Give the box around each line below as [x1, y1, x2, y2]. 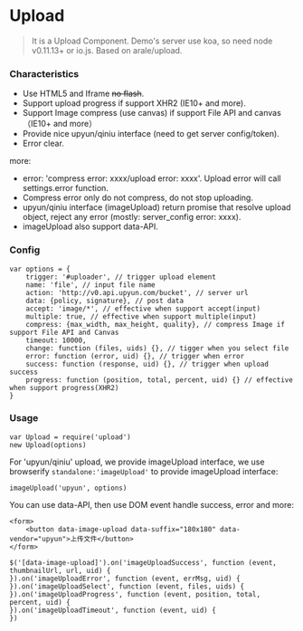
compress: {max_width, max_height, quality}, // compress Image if [25, 320, 285, 329]
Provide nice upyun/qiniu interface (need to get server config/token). [22, 129, 280, 139]
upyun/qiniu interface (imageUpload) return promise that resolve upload [22, 202, 291, 213]
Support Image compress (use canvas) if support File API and [22, 108, 253, 119]
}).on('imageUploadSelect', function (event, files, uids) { [9, 581, 245, 591]
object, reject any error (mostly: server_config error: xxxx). [22, 212, 241, 223]
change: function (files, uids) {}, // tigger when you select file [25, 343, 289, 353]
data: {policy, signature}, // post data [25, 296, 184, 305]
